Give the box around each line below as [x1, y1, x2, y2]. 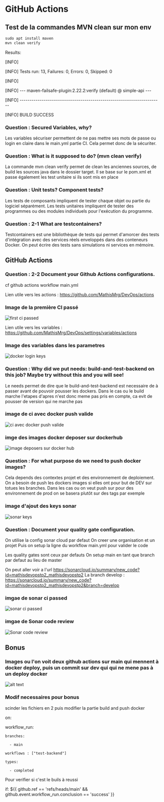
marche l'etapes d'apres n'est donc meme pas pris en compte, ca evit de [5, 393, 153, 399]
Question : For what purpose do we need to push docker [5, 458, 141, 465]
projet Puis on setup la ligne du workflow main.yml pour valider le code [5, 543, 148, 548]
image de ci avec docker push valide [5, 411, 94, 417]
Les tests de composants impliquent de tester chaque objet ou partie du [5, 197, 150, 203]
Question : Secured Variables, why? [5, 124, 92, 131]
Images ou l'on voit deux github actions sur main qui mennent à [5, 658, 159, 665]
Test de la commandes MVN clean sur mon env [5, 23, 152, 31]
